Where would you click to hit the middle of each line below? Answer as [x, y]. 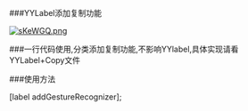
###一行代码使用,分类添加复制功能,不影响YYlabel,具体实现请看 [124, 49]
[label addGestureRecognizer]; [66, 97]
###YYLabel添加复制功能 [56, 13]
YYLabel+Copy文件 [45, 60]
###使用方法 [33, 79]
